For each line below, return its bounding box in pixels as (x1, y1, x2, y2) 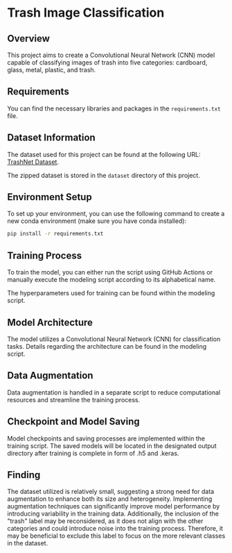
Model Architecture (7, 316, 93, 328)
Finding (7, 469, 41, 481)
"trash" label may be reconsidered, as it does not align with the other (7, 517, 204, 525)
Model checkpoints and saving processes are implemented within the (7, 434, 206, 443)
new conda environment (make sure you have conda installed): (7, 217, 187, 225)
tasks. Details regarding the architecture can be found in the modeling (7, 342, 207, 350)
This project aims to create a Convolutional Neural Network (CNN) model (7, 51, 215, 59)
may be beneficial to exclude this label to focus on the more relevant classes (7, 531, 226, 540)
